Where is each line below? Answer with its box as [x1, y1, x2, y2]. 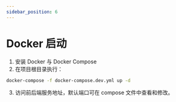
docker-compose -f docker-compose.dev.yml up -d [6, 77, 131, 83]
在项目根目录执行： [14, 65, 63, 72]
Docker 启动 [6, 37, 68, 50]
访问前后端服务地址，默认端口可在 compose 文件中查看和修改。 [14, 89, 174, 97]
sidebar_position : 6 [6, 8, 58, 15]
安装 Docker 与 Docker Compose [14, 58, 97, 65]
